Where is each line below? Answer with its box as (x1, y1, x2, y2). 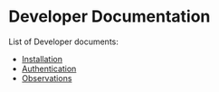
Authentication (21, 63, 77, 74)
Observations (21, 72, 72, 83)
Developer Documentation (8, 6, 211, 27)
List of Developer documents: (8, 36, 119, 47)
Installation (21, 53, 63, 64)
